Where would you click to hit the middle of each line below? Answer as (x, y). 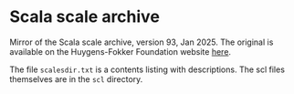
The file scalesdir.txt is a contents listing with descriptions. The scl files (147, 69)
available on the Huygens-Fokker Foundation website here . (120, 51)
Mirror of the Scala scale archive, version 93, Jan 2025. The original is (142, 42)
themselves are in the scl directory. (76, 78)
